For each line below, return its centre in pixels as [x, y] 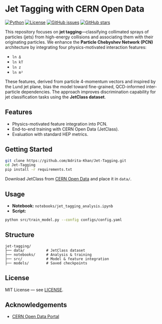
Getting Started [29, 150]
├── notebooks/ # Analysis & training [48, 255]
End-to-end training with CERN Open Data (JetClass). [66, 129]
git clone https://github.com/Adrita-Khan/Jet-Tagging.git [66, 161]
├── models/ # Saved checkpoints [46, 263]
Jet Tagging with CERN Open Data [75, 9]
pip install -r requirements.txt [39, 170]
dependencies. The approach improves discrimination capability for [88, 92]
